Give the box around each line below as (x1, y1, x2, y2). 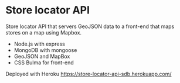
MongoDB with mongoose (13, 46, 77, 53)
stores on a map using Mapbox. (5, 29, 82, 36)
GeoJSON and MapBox (13, 53, 70, 60)
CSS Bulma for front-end (13, 59, 74, 66)
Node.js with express (13, 40, 65, 47)
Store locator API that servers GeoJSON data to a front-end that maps (5, 23, 175, 30)
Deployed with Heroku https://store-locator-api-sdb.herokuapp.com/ (5, 70, 172, 77)
